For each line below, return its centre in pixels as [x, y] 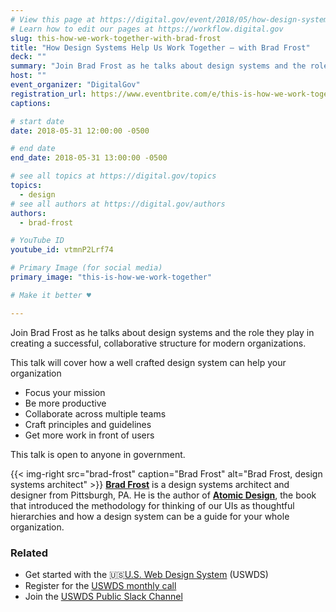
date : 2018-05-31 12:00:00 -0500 [80, 131]
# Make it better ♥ [51, 295]
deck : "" [28, 57]
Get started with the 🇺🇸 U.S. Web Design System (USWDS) [146, 574]
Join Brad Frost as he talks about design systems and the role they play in [162, 332]
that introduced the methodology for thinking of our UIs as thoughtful [152, 505]
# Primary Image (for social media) [86, 268]
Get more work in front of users [89, 435]
